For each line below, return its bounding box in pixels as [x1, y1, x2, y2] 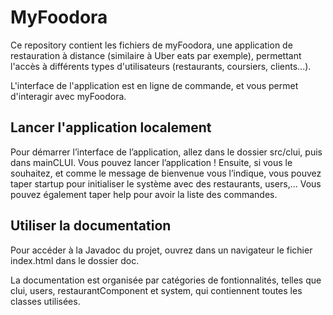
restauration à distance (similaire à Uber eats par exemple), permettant [10, 49, 302, 61]
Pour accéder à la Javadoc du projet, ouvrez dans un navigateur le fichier [10, 244, 313, 256]
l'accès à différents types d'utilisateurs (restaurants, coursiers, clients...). [10, 60, 312, 72]
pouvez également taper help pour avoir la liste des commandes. [10, 188, 278, 200]
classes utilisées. [10, 295, 81, 307]
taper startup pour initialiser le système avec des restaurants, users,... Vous [10, 177, 322, 190]
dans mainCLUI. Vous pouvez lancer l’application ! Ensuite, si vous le [10, 156, 293, 168]
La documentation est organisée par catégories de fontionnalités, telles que [10, 274, 322, 286]
